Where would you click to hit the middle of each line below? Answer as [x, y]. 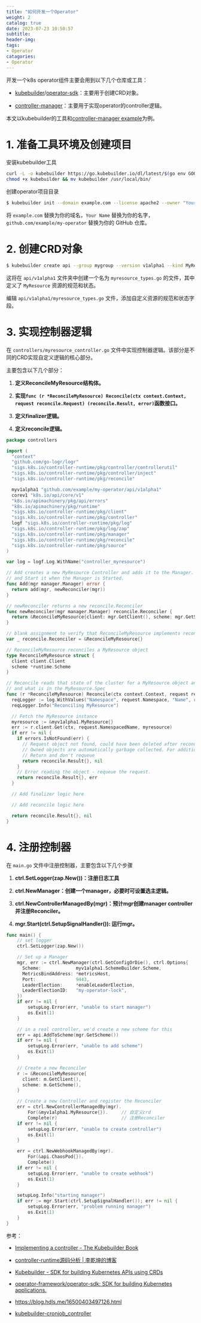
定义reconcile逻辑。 [40, 428]
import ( [17, 451]
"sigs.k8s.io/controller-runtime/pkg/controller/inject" [84, 473]
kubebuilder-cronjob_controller [53, 1313]
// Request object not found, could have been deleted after [100, 744]
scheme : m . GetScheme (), [52, 1085]
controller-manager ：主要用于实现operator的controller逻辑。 [90, 105]
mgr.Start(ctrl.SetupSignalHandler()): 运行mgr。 [76, 924]
